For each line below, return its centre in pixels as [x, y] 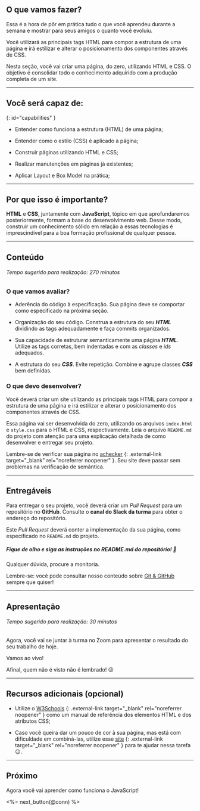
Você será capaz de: [45, 103]
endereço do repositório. [37, 518]
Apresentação [33, 606]
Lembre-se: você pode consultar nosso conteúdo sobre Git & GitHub [90, 576]
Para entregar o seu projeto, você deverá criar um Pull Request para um [94, 505]
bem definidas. [33, 371]
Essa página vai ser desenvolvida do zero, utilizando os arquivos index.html [99, 423]
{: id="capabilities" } [31, 117]
